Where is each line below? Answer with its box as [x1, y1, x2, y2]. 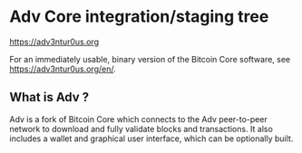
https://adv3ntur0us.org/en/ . [9, 63, 116, 74]
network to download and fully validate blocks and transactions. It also [9, 123, 274, 134]
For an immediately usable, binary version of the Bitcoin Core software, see [9, 53, 291, 64]
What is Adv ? [9, 90, 90, 105]
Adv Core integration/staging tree [9, 6, 269, 27]
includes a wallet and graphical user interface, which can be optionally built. [9, 133, 294, 144]
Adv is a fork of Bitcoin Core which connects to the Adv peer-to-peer [9, 113, 268, 124]
